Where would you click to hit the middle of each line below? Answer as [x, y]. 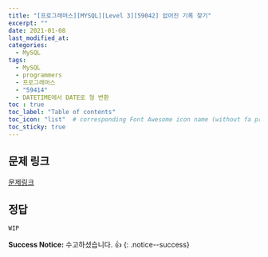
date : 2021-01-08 [37, 30]
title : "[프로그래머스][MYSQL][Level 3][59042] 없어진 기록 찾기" [110, 16]
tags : [17, 61]
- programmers [39, 75]
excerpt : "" [28, 23]
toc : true [26, 105]
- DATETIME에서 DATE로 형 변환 [62, 97]
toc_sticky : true [37, 127]
